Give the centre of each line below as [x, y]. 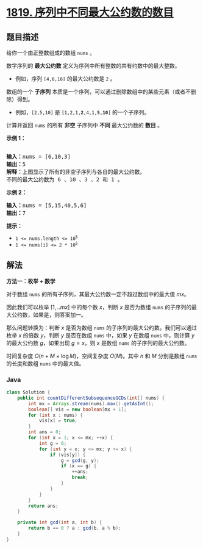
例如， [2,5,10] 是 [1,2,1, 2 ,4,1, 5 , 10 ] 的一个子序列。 [82, 112]
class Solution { [28, 392]
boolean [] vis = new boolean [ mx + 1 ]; [77, 409]
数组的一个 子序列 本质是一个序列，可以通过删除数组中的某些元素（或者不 [98, 92]
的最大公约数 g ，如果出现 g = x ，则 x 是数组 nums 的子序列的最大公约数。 [98, 343]
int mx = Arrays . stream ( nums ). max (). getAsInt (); [91, 403]
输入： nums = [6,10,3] [39, 157]
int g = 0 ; [53, 443]
